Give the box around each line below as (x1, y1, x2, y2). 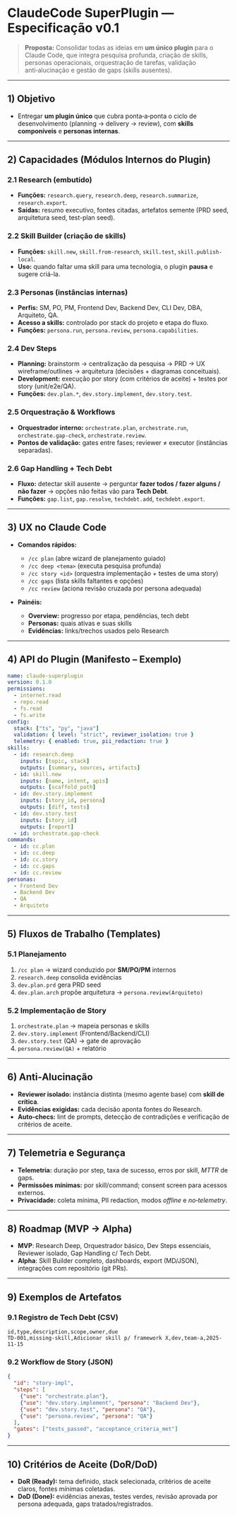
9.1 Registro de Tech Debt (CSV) (7, 1312, 119, 1322)
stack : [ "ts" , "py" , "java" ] (13, 725, 99, 732)
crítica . (17, 1097, 39, 1106)
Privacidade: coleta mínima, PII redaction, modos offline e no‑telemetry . (17, 1196, 228, 1204)
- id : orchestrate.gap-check (13, 830, 99, 837)
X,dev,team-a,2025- (164, 1335, 222, 1342)
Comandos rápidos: (17, 540, 78, 549)
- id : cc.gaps (13, 862, 55, 869)
